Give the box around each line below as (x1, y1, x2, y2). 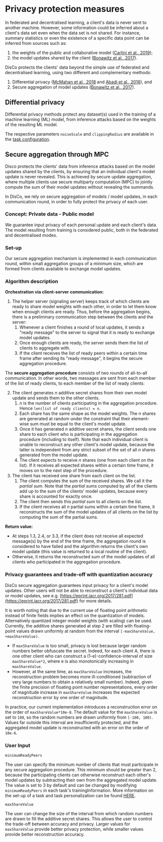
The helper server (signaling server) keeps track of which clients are (12, 298, 150, 304)
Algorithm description (5, 278, 58, 285)
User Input (5, 742, 31, 749)
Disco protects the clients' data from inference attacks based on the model (5, 163, 155, 169)
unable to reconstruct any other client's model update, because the (19, 442, 155, 448)
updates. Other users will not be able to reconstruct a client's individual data (5, 587, 158, 593)
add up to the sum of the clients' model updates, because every (19, 489, 148, 494)
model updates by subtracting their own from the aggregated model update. (5, 777, 158, 783)
